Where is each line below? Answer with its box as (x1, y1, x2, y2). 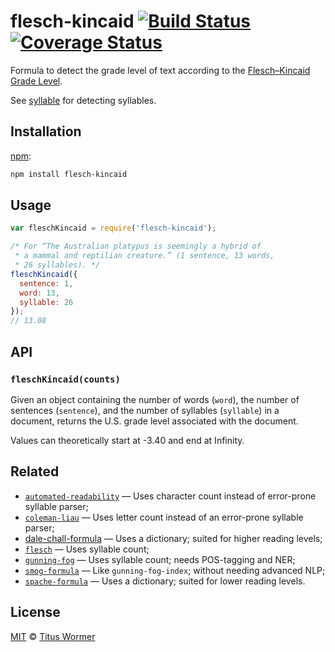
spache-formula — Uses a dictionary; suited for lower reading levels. (24, 575, 306, 587)
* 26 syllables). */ (14, 260, 101, 270)
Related (10, 463, 60, 480)
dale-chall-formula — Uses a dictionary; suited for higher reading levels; (24, 532, 323, 544)
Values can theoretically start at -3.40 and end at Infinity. (10, 434, 245, 446)
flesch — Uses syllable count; (24, 543, 150, 555)
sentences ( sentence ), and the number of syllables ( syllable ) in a (10, 404, 280, 416)
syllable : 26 (19, 297, 74, 307)
